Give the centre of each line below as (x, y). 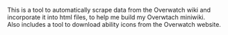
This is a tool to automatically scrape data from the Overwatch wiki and (109, 10)
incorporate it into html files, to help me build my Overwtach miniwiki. (106, 17)
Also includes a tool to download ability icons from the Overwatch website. (114, 24)
